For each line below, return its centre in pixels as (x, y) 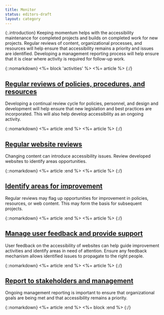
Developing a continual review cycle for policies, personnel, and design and (82, 103)
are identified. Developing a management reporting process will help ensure (82, 54)
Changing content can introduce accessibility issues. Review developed (78, 156)
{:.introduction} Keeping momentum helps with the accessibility (69, 33)
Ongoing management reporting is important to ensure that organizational (80, 293)
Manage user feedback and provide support (74, 234)
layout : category (23, 19)
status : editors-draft (28, 14)
